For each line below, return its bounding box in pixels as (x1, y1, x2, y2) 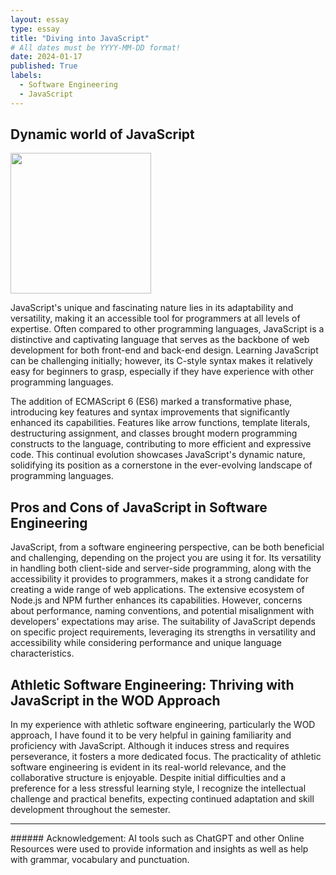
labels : (10, 71, 43, 81)
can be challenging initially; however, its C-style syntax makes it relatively (10, 355, 313, 367)
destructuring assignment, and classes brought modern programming (10, 427, 298, 440)
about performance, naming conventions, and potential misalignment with (10, 605, 315, 617)
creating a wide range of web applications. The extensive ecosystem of (10, 584, 305, 596)
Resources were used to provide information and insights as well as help (10, 843, 309, 855)
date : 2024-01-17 (10, 52, 83, 62)
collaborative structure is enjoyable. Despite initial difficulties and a (10, 772, 287, 784)
